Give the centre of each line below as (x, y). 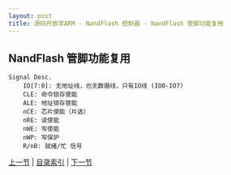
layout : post (30, 16)
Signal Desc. (30, 78)
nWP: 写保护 (41, 138)
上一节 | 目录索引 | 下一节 (51, 162)
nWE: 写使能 (41, 129)
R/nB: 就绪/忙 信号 (53, 147)
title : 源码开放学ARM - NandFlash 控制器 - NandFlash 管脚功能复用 (116, 23)
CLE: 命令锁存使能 (50, 95)
